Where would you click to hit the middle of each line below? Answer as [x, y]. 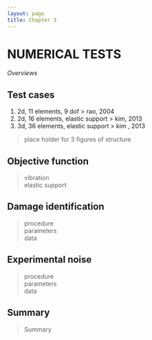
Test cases [31, 95]
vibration [36, 178]
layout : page [26, 13]
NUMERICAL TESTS [64, 54]
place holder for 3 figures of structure [77, 139]
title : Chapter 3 [32, 20]
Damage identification [56, 207]
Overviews [22, 73]
